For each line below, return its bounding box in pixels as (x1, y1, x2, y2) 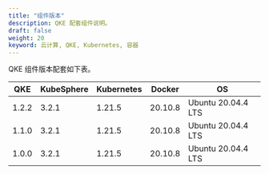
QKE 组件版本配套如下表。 (8, 65, 95, 74)
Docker (151, 84, 179, 95)
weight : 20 (8, 34, 45, 42)
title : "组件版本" (8, 11, 66, 20)
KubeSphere (39, 84, 89, 95)
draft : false (8, 26, 52, 34)
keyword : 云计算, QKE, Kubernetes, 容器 (8, 42, 139, 49)
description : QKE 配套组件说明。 (8, 19, 111, 27)
